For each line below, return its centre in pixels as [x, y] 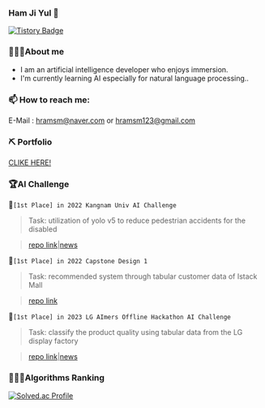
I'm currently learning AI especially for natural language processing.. [135, 78]
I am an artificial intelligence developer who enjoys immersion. [124, 69]
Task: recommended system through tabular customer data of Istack [143, 276]
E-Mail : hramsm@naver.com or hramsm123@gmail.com [102, 120]
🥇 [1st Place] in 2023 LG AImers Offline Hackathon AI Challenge [120, 317]
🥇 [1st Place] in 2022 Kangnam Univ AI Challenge [92, 205]
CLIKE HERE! [30, 163]
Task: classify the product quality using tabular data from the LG [135, 332]
